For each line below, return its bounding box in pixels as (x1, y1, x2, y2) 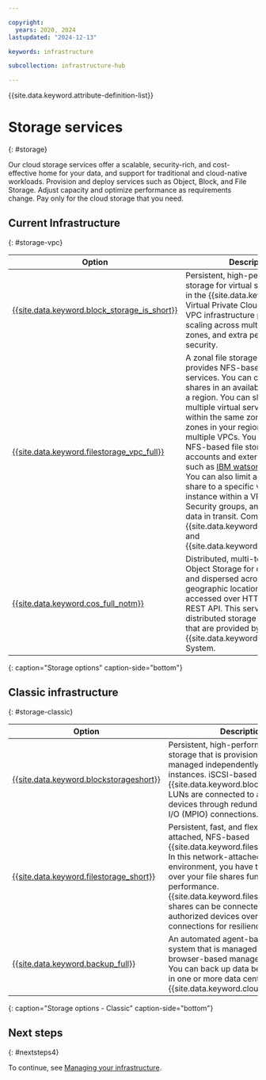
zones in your (185, 421, 236, 432)
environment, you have (168, 861, 253, 872)
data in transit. (185, 511, 239, 522)
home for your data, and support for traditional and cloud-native (38, 168, 248, 178)
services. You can (185, 372, 252, 383)
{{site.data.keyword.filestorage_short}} (12, 871, 156, 882)
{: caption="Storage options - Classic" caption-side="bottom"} (8, 1003, 214, 1013)
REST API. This (185, 603, 241, 614)
